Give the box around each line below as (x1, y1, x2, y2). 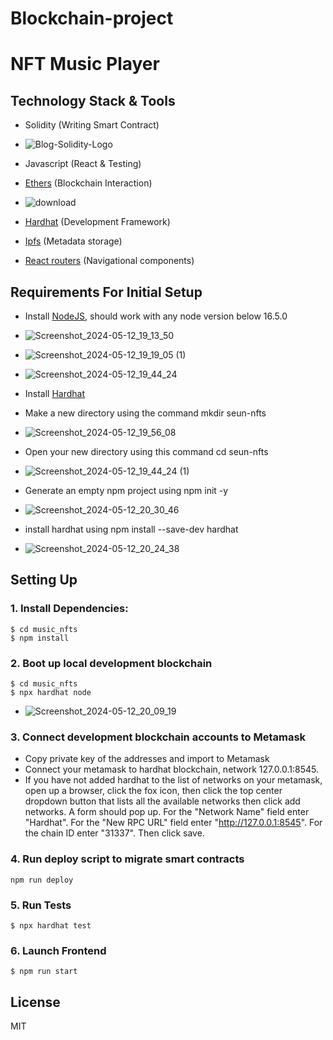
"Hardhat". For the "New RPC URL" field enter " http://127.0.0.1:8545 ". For (24, 817, 323, 829)
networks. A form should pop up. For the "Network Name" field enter (24, 806, 310, 818)
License (10, 993, 61, 1011)
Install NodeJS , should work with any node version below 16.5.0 (24, 310, 288, 322)
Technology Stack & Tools (10, 92, 176, 109)
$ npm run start (10, 967, 78, 977)
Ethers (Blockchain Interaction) (24, 177, 153, 189)
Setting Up (10, 572, 78, 589)
